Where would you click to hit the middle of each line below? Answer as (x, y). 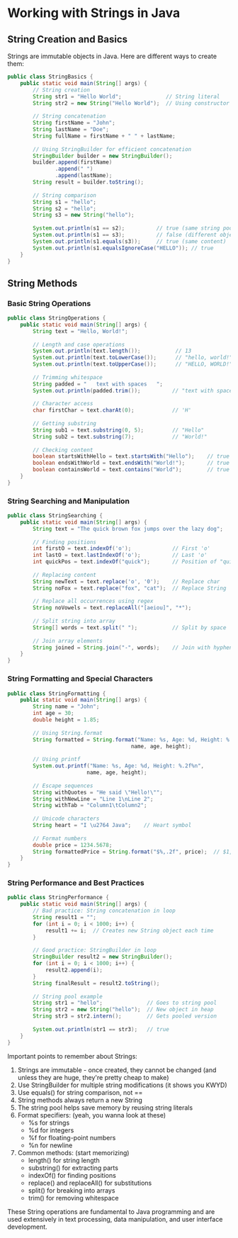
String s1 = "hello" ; (65, 202)
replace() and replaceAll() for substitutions (90, 1183)
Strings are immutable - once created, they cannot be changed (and (117, 1070)
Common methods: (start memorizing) (73, 1152)
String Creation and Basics (68, 39)
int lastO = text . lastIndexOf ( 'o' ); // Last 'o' (120, 555)
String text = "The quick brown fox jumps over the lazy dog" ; (128, 529)
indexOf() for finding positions (72, 1175)
